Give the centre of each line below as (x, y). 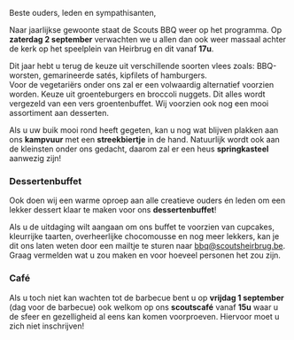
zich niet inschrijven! (47, 326)
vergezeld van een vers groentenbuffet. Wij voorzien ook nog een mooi (139, 104)
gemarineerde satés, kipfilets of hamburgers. (125, 75)
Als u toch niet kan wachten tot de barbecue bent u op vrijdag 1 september (147, 297)
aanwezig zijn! (35, 158)
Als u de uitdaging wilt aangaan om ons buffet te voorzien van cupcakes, (142, 227)
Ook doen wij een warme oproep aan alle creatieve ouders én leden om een (147, 201)
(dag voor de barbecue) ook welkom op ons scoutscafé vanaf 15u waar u (144, 307)
